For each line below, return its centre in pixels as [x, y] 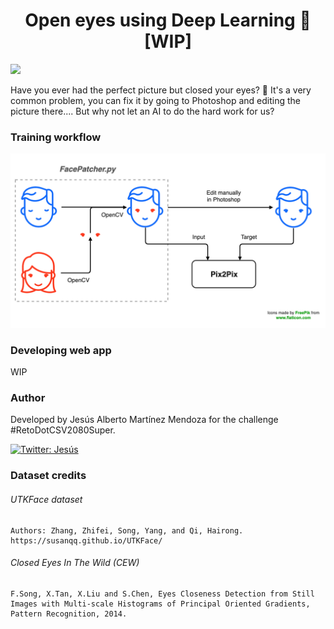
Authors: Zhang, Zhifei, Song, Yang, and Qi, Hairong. [127, 530]
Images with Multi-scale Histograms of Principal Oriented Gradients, [160, 604]
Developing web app [61, 350]
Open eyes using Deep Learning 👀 [168, 20]
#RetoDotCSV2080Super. [63, 430]
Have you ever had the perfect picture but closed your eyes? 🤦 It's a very [161, 90]
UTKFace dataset [46, 499]
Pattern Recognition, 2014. [69, 614]
